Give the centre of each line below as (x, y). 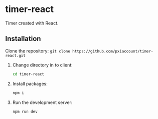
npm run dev (25, 111)
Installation (23, 39)
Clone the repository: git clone (38, 50)
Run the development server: (42, 102)
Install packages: (30, 83)
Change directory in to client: (42, 65)
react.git (16, 55)
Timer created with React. (32, 23)
